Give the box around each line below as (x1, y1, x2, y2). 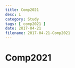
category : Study (5, 16, 39, 21)
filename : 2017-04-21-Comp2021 (5, 30, 70, 35)
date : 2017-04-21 (5, 26, 41, 31)
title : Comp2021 (5, 7, 39, 12)
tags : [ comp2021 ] (5, 21, 46, 26)
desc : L (5, 12, 21, 17)
